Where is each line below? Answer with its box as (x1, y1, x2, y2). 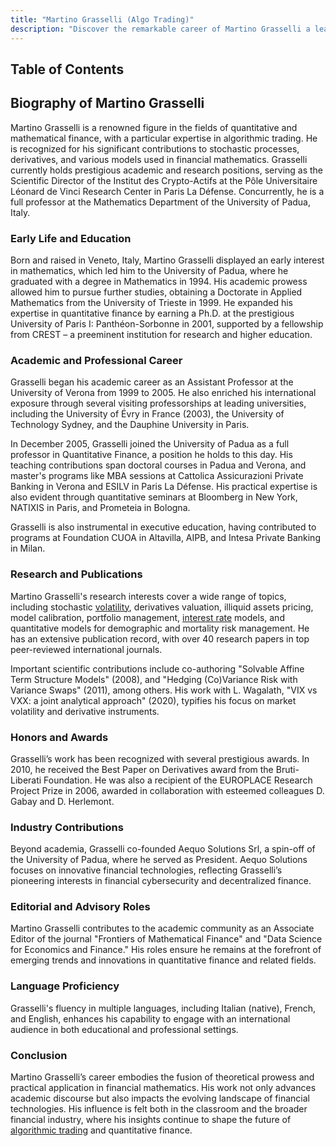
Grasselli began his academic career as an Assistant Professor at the (10, 376, 294, 388)
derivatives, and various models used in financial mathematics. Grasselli (10, 153, 308, 165)
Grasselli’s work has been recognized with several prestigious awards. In (10, 752, 310, 765)
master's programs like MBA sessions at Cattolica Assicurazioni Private (10, 470, 304, 482)
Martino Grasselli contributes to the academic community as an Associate (10, 922, 315, 935)
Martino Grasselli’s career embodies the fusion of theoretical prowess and (10, 1071, 315, 1083)
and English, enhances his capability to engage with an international (10, 1012, 291, 1025)
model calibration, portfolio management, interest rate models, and (10, 611, 285, 623)
